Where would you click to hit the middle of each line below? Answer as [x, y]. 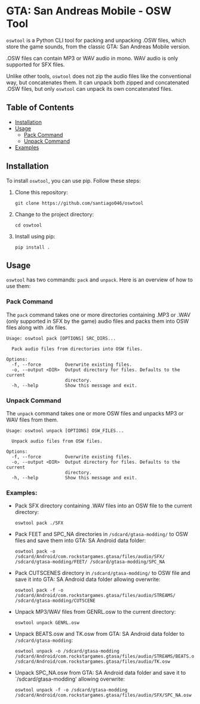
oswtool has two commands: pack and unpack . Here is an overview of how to [99, 280]
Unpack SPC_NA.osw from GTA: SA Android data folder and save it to [100, 673]
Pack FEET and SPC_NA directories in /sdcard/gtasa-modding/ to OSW [101, 534]
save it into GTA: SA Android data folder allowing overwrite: [87, 579]
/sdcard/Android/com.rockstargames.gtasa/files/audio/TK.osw [93, 662]
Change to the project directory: [54, 214]
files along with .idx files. [37, 327]
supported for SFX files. [36, 65]
